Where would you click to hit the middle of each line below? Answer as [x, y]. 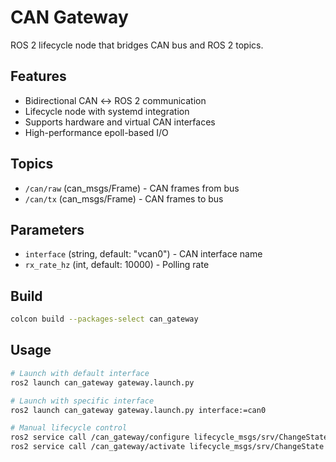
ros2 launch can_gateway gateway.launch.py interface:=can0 [138, 410]
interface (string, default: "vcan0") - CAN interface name [143, 254]
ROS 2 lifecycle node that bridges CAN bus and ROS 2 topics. [137, 45]
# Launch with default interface [80, 373]
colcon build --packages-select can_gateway [104, 319]
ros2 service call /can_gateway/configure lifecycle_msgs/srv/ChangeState [169, 437]
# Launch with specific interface [82, 401]
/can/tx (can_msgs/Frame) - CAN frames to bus [124, 198]
